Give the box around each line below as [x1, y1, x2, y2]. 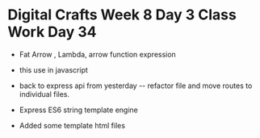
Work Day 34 [7, 23, 98, 41]
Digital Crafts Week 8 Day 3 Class [7, 6, 237, 24]
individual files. [19, 89, 70, 98]
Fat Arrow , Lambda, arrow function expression [19, 49, 177, 59]
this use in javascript [19, 65, 88, 74]
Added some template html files [19, 120, 126, 130]
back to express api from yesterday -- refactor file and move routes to [19, 81, 253, 90]
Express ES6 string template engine [19, 105, 139, 115]
